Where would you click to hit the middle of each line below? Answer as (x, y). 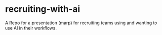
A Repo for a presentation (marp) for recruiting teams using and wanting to (81, 23)
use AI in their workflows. (31, 28)
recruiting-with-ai (43, 9)
